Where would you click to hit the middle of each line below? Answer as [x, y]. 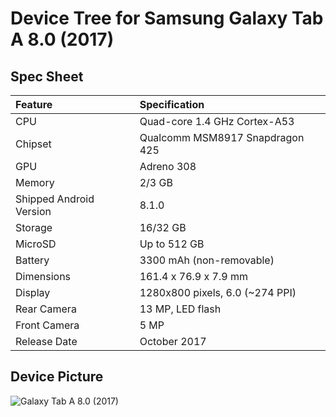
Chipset [33, 144]
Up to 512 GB [172, 244]
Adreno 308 [168, 166]
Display [33, 292]
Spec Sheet [47, 76]
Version [33, 211]
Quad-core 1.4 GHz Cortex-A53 [217, 121]
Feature [34, 104]
